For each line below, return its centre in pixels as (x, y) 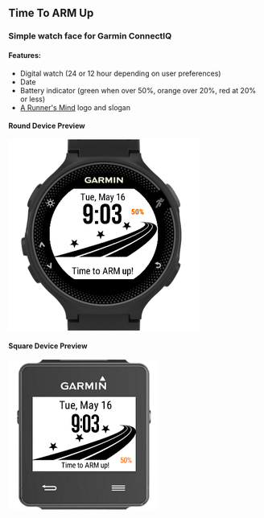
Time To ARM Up (51, 13)
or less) (33, 99)
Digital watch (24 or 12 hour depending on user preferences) (120, 73)
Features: (25, 55)
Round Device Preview (47, 126)
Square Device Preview (48, 346)
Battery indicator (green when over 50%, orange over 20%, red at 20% (138, 90)
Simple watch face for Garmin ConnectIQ (90, 36)
